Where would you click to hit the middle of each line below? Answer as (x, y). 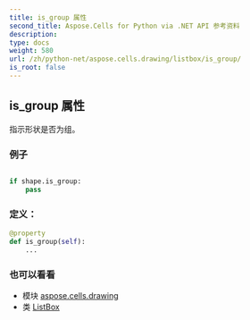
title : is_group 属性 (48, 17)
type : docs (29, 42)
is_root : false (37, 68)
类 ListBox (41, 307)
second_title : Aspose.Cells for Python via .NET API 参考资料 (125, 26)
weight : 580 (31, 51)
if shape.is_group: (46, 181)
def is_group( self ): (48, 241)
